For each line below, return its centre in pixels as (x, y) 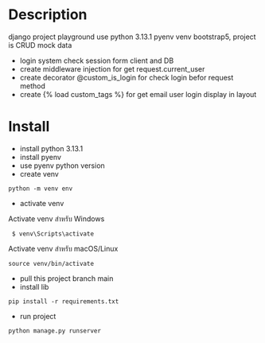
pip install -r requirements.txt (64, 301)
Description (48, 15)
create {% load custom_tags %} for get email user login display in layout (138, 94)
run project (38, 316)
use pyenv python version (62, 166)
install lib (34, 286)
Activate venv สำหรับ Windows (57, 218)
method (33, 86)
